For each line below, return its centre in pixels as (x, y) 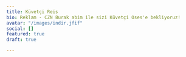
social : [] (20, 28)
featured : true (26, 34)
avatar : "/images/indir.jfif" (45, 23)
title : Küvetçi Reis (33, 12)
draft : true (21, 40)
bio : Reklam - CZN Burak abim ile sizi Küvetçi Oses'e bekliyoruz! (94, 17)
